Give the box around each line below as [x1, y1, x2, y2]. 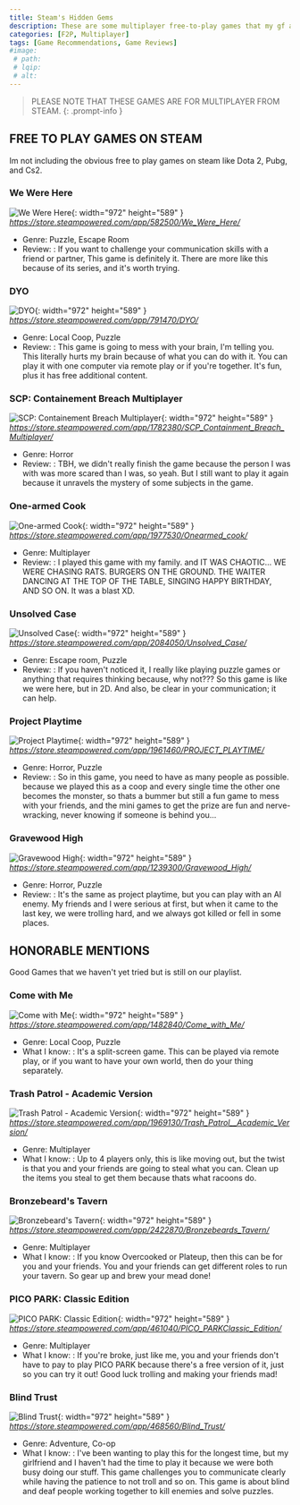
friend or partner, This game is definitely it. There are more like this [21, 252, 269, 264]
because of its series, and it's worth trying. [21, 262, 180, 273]
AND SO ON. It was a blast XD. [21, 585, 136, 596]
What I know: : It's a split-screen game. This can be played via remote [21, 1046, 279, 1057]
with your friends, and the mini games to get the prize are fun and [21, 800, 264, 811]
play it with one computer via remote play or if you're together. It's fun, [21, 361, 283, 371]
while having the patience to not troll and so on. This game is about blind [21, 1475, 290, 1486]
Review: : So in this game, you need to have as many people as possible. [21, 771, 289, 783]
